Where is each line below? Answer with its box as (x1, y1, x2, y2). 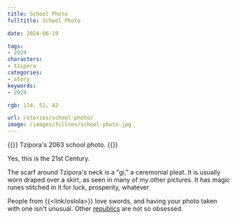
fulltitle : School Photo (7, 17, 81, 24)
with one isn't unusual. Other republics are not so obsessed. (7, 204, 183, 213)
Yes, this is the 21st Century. (7, 154, 90, 163)
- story (7, 75, 31, 82)
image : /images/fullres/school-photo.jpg (7, 121, 132, 128)
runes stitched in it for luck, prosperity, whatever (7, 183, 150, 192)
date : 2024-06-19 (7, 30, 59, 37)
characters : (7, 56, 43, 63)
